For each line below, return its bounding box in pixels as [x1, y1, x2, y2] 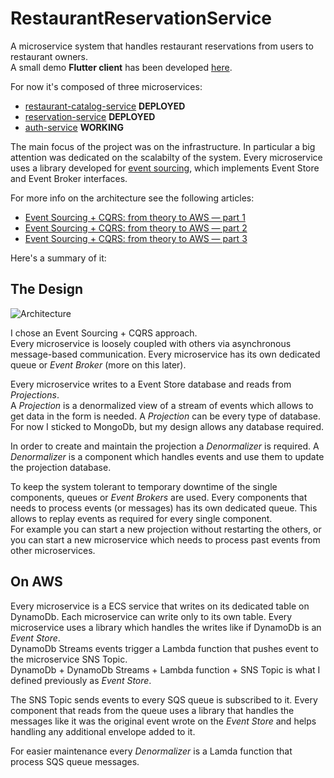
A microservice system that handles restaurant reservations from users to [10, 40, 314, 52]
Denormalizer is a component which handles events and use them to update [10, 450, 325, 462]
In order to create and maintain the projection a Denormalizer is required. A [10, 440, 320, 452]
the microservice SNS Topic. [10, 653, 128, 665]
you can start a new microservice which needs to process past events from [10, 533, 321, 546]
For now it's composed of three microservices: [10, 80, 203, 92]
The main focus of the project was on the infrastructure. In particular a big [10, 140, 316, 152]
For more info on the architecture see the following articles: [10, 192, 255, 204]
